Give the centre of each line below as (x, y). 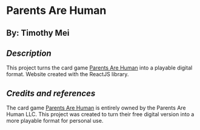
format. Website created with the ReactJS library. (68, 74)
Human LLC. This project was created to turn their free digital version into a (100, 114)
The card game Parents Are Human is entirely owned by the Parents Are (96, 108)
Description (29, 53)
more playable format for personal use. (55, 121)
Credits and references (51, 93)
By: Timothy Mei (38, 33)
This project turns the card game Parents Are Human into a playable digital (99, 68)
